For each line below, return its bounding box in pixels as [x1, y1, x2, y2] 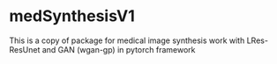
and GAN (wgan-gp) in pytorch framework [41, 44, 196, 54]
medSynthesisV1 [9, 6, 135, 26]
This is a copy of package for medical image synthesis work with [9, 35, 245, 46]
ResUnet [9, 44, 41, 54]
